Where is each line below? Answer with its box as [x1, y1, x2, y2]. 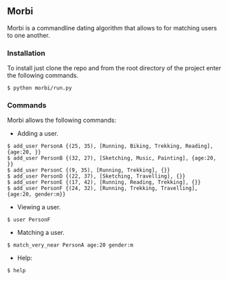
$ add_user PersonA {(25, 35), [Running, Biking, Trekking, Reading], [7, 143, 214, 150]
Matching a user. [16, 229, 65, 237]
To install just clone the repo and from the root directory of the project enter [7, 64, 222, 72]
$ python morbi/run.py [7, 85, 72, 92]
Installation [7, 48, 46, 58]
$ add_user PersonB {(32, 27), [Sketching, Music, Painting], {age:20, [7, 155, 216, 162]
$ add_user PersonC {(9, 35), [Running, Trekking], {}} [7, 167, 170, 174]
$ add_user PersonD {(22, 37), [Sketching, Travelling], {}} [7, 173, 186, 180]
